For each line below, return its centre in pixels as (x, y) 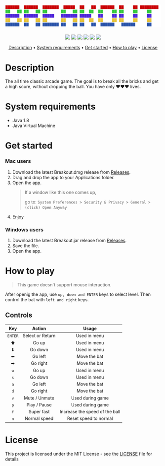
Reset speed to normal (90, 418)
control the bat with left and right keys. (47, 299)
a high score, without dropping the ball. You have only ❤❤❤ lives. (73, 87)
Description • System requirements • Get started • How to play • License (83, 48)
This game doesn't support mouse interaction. (64, 284)
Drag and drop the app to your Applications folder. (63, 177)
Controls (19, 315)
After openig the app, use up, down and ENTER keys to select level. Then (78, 294)
